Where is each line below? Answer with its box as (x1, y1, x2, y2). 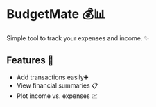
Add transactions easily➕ (16, 73, 89, 81)
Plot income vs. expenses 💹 (16, 92, 98, 100)
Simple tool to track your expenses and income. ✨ (6, 33, 150, 42)
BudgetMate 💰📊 (6, 6, 106, 22)
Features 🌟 (6, 54, 54, 67)
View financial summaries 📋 (16, 81, 98, 90)
